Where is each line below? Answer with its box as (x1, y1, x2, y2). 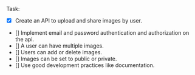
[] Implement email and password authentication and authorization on (15, 29, 190, 37)
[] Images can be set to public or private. (15, 55, 117, 63)
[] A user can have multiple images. (15, 42, 104, 49)
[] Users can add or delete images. (15, 49, 102, 56)
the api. (15, 36, 35, 43)
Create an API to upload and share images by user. (15, 17, 143, 24)
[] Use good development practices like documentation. (15, 62, 155, 69)
